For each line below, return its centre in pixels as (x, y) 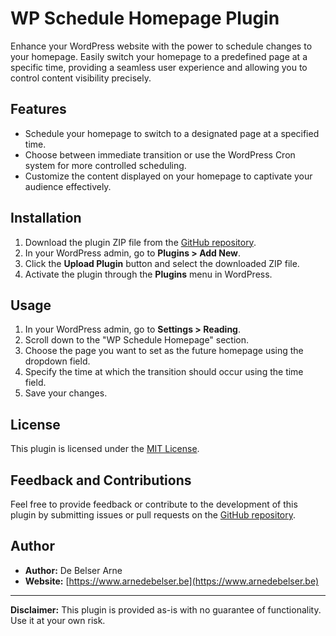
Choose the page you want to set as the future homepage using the (164, 351)
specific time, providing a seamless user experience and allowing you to (159, 67)
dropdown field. (57, 361)
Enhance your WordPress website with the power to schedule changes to (161, 46)
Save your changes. (66, 393)
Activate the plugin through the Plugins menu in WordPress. (148, 274)
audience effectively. (68, 186)
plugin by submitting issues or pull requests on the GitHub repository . (153, 515)
